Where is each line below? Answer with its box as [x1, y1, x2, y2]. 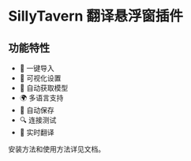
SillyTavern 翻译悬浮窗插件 [8, 7, 184, 25]
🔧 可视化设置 [19, 73, 62, 83]
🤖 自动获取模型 [19, 84, 69, 92]
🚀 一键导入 [19, 64, 54, 73]
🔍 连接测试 [19, 115, 57, 125]
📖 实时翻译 [19, 128, 54, 137]
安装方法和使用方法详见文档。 [8, 144, 105, 154]
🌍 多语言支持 [19, 93, 64, 103]
